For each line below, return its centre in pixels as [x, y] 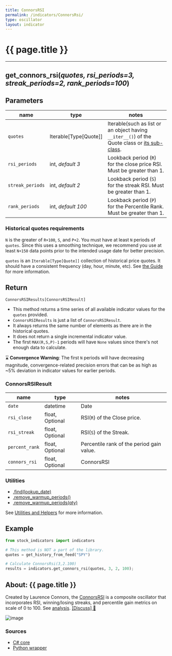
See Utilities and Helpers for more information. [54, 513]
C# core [21, 643]
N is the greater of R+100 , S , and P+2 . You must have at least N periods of [80, 240]
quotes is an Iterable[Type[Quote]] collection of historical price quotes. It [83, 261]
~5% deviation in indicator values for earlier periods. [61, 371]
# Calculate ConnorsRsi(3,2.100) [41, 564]
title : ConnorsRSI [25, 10]
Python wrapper [30, 648]
